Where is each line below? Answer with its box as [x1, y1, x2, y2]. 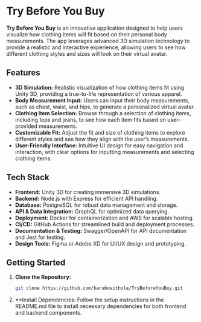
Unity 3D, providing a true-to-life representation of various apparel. [14, 90, 182, 98]
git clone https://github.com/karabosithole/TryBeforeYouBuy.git [14, 285, 183, 292]
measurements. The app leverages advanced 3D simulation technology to [6, 37, 190, 44]
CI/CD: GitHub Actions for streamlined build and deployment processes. [14, 220, 195, 228]
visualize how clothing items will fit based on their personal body [6, 30, 167, 38]
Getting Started [6, 257, 66, 267]
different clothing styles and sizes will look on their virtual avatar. [6, 50, 168, 57]
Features [6, 68, 40, 78]
